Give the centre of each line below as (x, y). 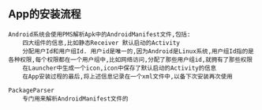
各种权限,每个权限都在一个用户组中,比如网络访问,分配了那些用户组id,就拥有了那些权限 (130, 59)
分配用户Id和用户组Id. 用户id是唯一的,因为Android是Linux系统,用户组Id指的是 (138, 51)
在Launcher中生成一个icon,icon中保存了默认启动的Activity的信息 (120, 68)
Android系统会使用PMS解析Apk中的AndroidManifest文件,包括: (99, 34)
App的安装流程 (45, 14)
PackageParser (32, 90)
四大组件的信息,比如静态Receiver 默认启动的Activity (101, 43)
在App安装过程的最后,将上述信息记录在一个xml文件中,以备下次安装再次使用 (127, 76)
